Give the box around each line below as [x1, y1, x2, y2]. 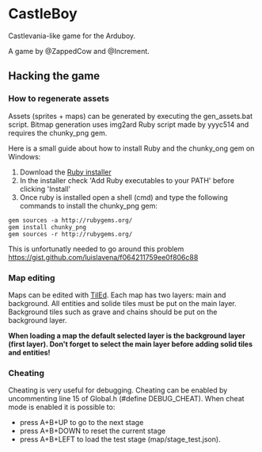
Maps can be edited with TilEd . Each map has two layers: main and [8, 290, 226, 300]
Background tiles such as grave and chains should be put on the [8, 307, 218, 316]
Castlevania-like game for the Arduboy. [8, 31, 136, 40]
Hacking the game [8, 69, 101, 83]
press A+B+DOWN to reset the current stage [19, 426, 166, 436]
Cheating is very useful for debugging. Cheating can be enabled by [8, 385, 228, 395]
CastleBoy [8, 5, 78, 23]
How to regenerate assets [8, 93, 109, 104]
